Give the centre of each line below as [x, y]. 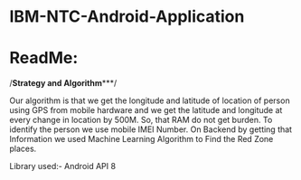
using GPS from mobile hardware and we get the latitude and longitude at [146, 110]
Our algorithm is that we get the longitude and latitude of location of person [150, 100]
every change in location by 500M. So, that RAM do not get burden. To [141, 120]
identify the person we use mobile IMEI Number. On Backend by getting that [150, 129]
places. [23, 149]
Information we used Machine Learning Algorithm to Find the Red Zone [141, 139]
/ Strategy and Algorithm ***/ [63, 83]
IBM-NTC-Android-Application [127, 17]
